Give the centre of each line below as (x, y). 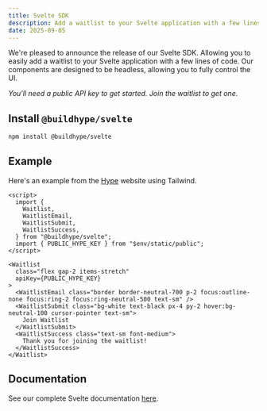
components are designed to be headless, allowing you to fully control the (130, 70)
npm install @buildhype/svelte (60, 137)
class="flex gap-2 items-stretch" (72, 271)
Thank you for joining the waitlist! (85, 341)
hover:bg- (220, 306)
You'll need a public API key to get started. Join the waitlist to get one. (123, 94)
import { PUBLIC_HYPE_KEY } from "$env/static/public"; (110, 244)
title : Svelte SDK (39, 15)
